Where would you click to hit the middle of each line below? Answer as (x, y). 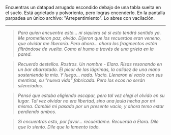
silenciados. (30, 86)
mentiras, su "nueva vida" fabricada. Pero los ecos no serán (81, 80)
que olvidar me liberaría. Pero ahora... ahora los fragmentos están (88, 43)
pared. (25, 54)
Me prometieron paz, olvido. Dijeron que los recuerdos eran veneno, (89, 38)
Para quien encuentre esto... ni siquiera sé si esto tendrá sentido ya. (89, 33)
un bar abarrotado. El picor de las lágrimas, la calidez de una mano (89, 70)
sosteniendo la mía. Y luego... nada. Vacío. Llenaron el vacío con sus (90, 75)
